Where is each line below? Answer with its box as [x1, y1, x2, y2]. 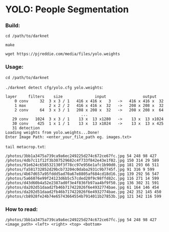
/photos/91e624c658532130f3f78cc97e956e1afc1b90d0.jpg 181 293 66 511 [5, 162, 159, 167]
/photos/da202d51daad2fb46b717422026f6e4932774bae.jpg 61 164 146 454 [5, 185, 159, 190]
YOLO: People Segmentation [5, 4, 129, 15]
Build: [5, 22, 20, 29]
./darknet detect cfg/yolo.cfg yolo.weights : [5, 84, 103, 90]
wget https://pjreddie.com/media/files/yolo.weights [5, 51, 120, 57]
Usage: [5, 63, 24, 70]
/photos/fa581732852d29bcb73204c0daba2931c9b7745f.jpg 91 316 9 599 [5, 167, 155, 172]
